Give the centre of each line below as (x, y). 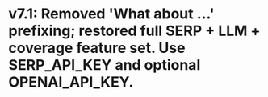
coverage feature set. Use (97, 48)
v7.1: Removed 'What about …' (111, 14)
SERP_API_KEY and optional (105, 65)
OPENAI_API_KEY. (71, 82)
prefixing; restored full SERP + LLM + (134, 31)
